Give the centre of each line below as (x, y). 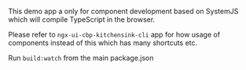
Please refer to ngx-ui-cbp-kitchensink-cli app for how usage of (114, 35)
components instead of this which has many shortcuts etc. (103, 43)
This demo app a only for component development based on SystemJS (123, 11)
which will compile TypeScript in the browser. (82, 19)
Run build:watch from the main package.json (81, 58)
